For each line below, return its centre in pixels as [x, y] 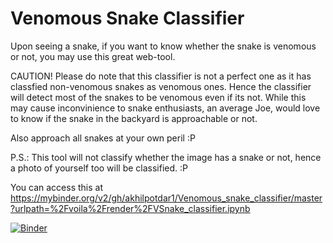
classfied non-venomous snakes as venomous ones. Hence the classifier [161, 86]
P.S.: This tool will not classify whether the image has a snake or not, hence [166, 157]
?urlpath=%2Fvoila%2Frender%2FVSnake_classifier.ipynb [130, 208]
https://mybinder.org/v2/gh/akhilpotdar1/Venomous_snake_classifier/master [166, 198]
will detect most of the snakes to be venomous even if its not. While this [158, 97]
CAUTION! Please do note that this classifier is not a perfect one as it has [161, 76]
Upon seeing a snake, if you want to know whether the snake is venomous [163, 46]
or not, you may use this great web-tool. [93, 56]
